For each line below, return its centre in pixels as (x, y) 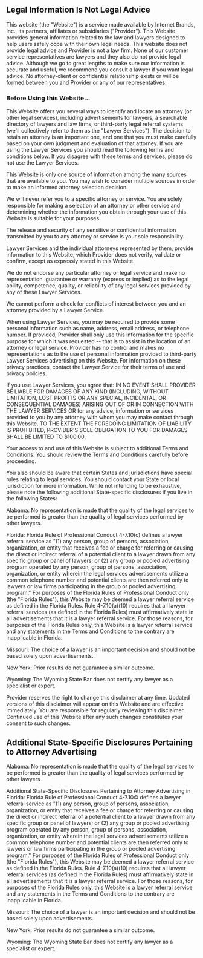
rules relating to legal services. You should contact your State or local (93, 479)
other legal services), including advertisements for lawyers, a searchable (97, 118)
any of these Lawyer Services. (44, 292)
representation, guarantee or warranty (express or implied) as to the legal (98, 279)
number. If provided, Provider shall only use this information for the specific (100, 335)
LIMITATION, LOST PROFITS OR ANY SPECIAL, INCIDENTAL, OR (86, 398)
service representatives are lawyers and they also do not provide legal (94, 56)
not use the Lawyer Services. (43, 163)
